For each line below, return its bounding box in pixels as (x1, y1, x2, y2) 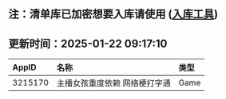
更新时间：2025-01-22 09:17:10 (8, 36, 168, 50)
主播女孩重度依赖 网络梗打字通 (56, 78, 171, 89)
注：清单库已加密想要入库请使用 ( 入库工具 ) (8, 7, 218, 21)
